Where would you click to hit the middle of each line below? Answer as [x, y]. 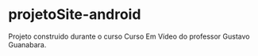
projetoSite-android [75, 15]
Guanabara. [27, 44]
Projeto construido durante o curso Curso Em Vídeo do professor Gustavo [129, 36]
